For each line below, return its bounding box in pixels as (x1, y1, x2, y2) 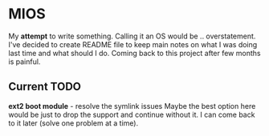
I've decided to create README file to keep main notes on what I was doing (8, 39, 258, 49)
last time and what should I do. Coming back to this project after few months (8, 48, 261, 58)
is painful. (8, 57, 41, 66)
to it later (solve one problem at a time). (8, 118, 139, 128)
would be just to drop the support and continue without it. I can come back (8, 110, 255, 119)
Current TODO (8, 80, 82, 94)
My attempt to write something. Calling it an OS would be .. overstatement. (8, 31, 256, 41)
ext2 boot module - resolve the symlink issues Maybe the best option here (8, 101, 256, 110)
